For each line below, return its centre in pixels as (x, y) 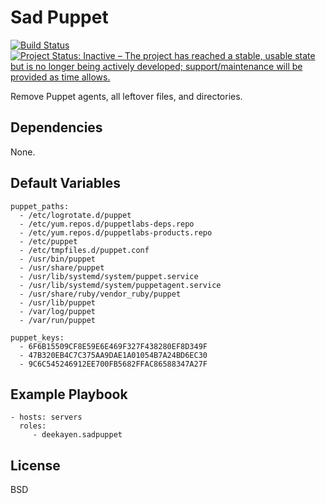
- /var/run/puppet (58, 320)
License (35, 465)
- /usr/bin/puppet (58, 259)
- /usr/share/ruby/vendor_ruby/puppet (100, 294)
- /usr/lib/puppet (58, 302)
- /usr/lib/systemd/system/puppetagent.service (120, 285)
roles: (33, 426)
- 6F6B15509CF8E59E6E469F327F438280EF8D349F (113, 346)
